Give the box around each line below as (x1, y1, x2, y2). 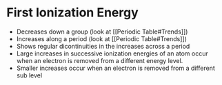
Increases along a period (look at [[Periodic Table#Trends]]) (16, 34, 188, 42)
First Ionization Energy (6, 5, 139, 21)
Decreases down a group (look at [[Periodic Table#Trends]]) (16, 27, 188, 36)
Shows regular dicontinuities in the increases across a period (16, 42, 190, 50)
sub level (16, 71, 43, 80)
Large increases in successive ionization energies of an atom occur (16, 49, 208, 58)
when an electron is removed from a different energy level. (16, 56, 183, 64)
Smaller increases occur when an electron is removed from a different (16, 64, 215, 72)
